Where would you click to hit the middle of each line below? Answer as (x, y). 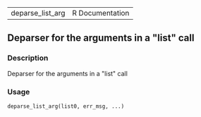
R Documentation (100, 13)
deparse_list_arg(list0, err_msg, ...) (66, 106)
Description (28, 58)
